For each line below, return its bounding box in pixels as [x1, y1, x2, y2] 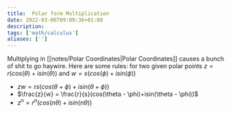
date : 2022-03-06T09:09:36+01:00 [7, 17, 103, 23]
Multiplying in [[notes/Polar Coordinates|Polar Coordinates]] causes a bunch [7, 54, 224, 63]
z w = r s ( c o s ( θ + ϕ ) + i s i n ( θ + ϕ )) [17, 83, 110, 91]
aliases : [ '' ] [7, 36, 48, 43]
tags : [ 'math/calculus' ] [7, 29, 79, 37]
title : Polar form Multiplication [7, 10, 110, 17]
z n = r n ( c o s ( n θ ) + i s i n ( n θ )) [17, 97, 92, 107]
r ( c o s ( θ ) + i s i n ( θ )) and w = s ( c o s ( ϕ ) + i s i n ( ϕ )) [7, 70, 137, 78]
